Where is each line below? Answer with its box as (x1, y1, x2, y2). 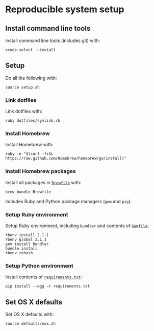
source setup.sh (5, 84, 40, 90)
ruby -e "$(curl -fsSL (5, 151, 54, 157)
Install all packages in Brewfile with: (5, 179, 82, 185)
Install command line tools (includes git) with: (5, 37, 100, 43)
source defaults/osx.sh (5, 321, 56, 326)
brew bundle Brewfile (5, 189, 52, 194)
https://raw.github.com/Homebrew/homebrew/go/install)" (5, 156, 126, 161)
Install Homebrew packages (5, 168, 76, 175)
